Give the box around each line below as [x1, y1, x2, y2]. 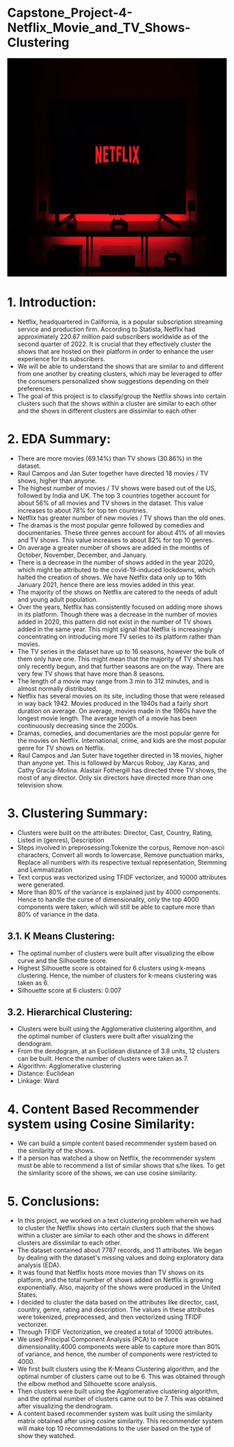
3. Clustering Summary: [7, 806, 148, 821]
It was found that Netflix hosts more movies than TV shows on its [17, 1268, 204, 1277]
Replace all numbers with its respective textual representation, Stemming [17, 858, 227, 866]
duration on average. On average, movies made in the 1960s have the [17, 706, 217, 715]
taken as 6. [17, 978, 49, 987]
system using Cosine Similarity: [7, 1116, 195, 1132]
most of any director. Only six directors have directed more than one [17, 773, 214, 782]
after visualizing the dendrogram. [17, 1402, 113, 1411]
